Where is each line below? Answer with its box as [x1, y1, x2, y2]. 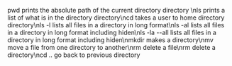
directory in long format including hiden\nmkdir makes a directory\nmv [7, 36, 214, 44]
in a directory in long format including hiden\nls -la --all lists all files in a [7, 28, 216, 37]
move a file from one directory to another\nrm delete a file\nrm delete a [7, 44, 216, 51]
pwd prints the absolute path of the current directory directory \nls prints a [7, 6, 226, 14]
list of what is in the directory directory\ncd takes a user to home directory [7, 13, 225, 22]
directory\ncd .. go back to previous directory [7, 51, 140, 59]
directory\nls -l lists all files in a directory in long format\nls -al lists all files [7, 21, 225, 29]
